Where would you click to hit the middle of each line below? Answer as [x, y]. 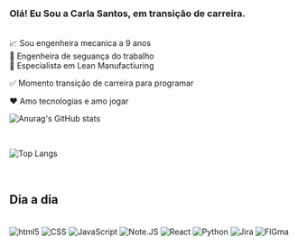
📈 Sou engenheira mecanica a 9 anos [80, 43]
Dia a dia [34, 200]
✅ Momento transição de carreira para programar [102, 83]
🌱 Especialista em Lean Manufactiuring [82, 66]
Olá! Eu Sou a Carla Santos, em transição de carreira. [127, 14]
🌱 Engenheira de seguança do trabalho [82, 56]
